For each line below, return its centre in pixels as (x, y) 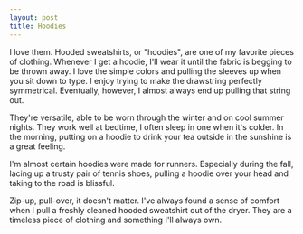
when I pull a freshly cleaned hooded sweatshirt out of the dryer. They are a (151, 210)
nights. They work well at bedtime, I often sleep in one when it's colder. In (147, 126)
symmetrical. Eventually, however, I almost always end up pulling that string (150, 90)
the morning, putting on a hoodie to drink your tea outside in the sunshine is (151, 136)
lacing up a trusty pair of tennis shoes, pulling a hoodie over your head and (149, 173)
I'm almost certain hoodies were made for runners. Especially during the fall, (151, 164)
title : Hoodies (38, 26)
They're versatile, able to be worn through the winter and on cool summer (147, 117)
